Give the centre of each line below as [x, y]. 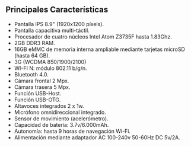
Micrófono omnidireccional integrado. [60, 112]
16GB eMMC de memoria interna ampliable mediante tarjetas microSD [99, 49]
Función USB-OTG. [37, 100]
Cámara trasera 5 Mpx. [42, 87]
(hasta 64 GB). [32, 55]
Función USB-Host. [38, 93]
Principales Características [57, 10]
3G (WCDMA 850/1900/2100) [50, 62]
